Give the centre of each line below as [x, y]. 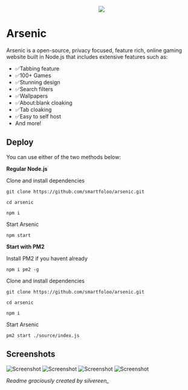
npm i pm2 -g [23, 269]
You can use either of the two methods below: [63, 157]
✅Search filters [34, 89]
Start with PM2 [25, 247]
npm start [19, 235]
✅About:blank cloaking [44, 103]
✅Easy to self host [38, 116]
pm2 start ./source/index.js [43, 335]
